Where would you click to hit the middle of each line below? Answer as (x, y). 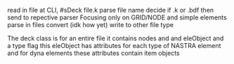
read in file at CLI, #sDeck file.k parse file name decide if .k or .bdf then (111, 10)
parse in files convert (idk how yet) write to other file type (91, 25)
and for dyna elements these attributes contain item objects (94, 53)
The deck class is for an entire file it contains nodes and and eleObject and (116, 38)
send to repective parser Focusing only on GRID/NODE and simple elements (117, 17)
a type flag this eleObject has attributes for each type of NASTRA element (114, 46)
